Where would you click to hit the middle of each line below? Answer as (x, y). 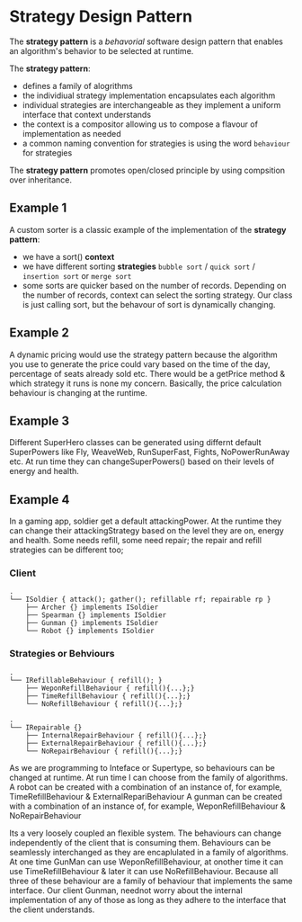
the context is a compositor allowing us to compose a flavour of (140, 124)
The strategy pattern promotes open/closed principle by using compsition (147, 170)
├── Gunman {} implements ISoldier (92, 623)
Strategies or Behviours (62, 654)
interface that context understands (86, 114)
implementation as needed (71, 133)
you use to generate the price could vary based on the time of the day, (140, 364)
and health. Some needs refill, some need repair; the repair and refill (136, 541)
